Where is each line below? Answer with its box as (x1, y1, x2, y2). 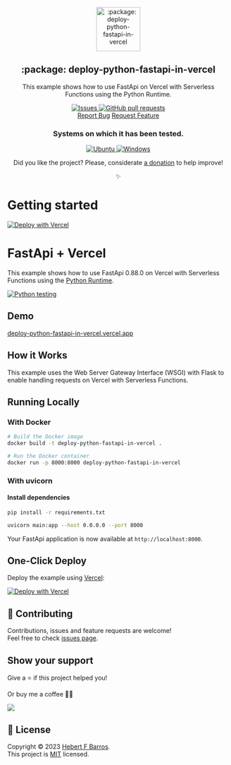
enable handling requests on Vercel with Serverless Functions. (7, 375, 189, 384)
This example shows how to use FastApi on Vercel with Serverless (22, 82, 215, 91)
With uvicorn (7, 476, 53, 486)
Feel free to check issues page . (7, 634, 99, 642)
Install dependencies (7, 493, 70, 502)
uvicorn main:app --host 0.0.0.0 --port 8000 (7, 522, 143, 529)
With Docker (7, 417, 51, 427)
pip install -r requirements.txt (7, 509, 106, 516)
